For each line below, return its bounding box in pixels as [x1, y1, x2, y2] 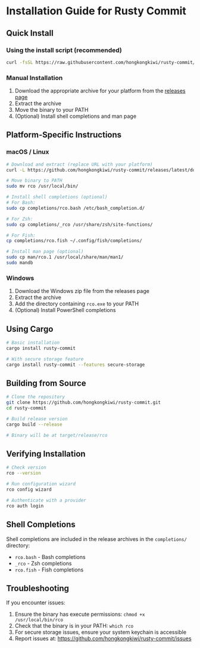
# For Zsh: [6, 216, 33, 222]
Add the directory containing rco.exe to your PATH [14, 300, 139, 307]
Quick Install [6, 28, 54, 38]
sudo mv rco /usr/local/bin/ [6, 184, 79, 189]
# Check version [6, 464, 46, 470]
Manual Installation [6, 74, 63, 82]
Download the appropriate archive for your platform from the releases [14, 87, 186, 94]
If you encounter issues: [6, 599, 65, 606]
